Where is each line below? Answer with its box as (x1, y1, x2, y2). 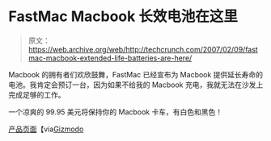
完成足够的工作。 (8, 89, 66, 99)
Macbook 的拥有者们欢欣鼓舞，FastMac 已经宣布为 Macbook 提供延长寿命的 (8, 69, 264, 79)
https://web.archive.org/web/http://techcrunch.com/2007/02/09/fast (28, 44, 259, 54)
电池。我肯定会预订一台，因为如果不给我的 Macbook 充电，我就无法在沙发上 (8, 80, 264, 89)
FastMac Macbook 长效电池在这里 (8, 7, 239, 26)
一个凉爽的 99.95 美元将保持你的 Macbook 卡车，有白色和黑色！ (8, 106, 223, 117)
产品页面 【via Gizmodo (8, 124, 84, 134)
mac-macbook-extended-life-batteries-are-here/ (28, 53, 193, 63)
